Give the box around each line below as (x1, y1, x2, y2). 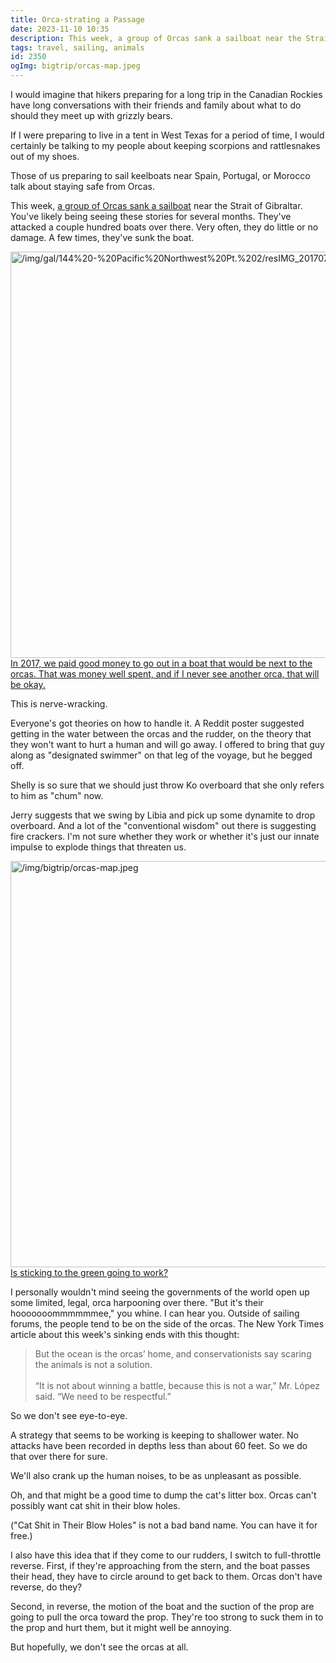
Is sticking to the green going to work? (10, 1267, 169, 1278)
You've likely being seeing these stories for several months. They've (10, 211, 292, 222)
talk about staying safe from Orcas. (10, 181, 155, 192)
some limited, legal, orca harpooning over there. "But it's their (10, 1297, 264, 1308)
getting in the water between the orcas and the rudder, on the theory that (10, 728, 312, 740)
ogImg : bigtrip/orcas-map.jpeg (10, 61, 141, 71)
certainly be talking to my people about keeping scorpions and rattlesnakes (10, 140, 321, 151)
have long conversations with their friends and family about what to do (10, 99, 302, 111)
